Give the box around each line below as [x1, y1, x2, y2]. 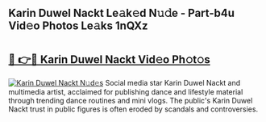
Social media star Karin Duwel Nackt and [105, 78, 241, 87]
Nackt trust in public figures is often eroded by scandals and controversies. [8, 104, 259, 114]
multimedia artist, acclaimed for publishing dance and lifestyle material [8, 87, 243, 96]
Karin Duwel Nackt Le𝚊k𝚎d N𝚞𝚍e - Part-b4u [8, 6, 235, 20]
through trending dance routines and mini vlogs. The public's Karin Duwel [8, 96, 253, 105]
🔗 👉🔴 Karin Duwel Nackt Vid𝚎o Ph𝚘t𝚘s [8, 53, 211, 66]
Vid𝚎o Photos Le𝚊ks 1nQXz [8, 19, 148, 33]
